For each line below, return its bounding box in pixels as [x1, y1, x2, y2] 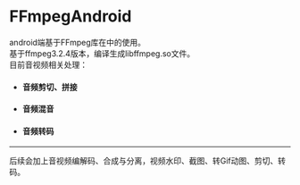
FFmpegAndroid [9, 6, 132, 27]
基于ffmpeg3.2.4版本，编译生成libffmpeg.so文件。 [9, 47, 195, 59]
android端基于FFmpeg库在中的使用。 [9, 37, 146, 47]
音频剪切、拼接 [21, 81, 78, 92]
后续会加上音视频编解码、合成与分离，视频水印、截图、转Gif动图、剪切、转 [9, 156, 287, 166]
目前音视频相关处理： [9, 59, 87, 70]
